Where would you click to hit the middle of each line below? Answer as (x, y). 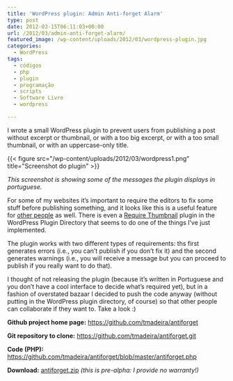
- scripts (27, 91)
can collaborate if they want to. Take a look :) (72, 309)
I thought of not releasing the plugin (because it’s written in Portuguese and (115, 279)
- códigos (27, 65)
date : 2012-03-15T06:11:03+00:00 (56, 26)
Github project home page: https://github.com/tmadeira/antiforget (103, 322)
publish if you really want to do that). (60, 265)
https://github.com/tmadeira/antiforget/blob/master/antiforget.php (102, 357)
